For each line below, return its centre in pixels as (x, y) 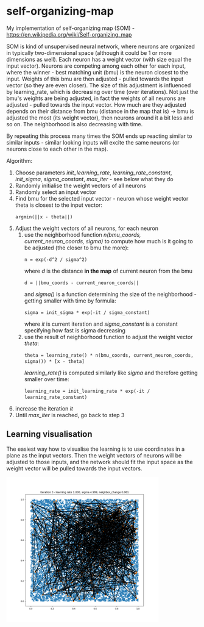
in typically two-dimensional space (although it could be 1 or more (89, 52)
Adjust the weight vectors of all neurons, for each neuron (86, 228)
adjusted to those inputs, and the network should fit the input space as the (100, 462)
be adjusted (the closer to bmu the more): (76, 248)
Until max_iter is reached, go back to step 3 (70, 415)
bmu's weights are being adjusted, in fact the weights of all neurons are (96, 98)
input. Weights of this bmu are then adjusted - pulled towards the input (95, 79)
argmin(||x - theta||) (44, 217)
